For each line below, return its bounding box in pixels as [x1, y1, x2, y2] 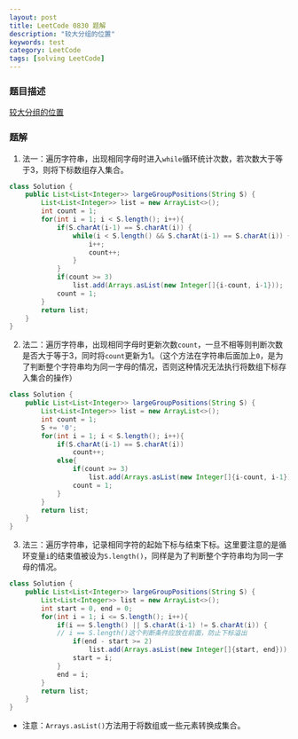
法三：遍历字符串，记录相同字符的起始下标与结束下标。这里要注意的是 [21, 539, 279, 550]
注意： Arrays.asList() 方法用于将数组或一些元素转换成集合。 [21, 720, 246, 731]
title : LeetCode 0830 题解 [9, 21, 106, 30]
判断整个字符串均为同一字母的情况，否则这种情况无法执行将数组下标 [29, 361, 279, 373]
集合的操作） [29, 373, 77, 383]
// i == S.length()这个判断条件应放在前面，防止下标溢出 [56, 629, 247, 638]
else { [56, 456, 77, 466]
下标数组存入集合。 [58, 164, 129, 175]
